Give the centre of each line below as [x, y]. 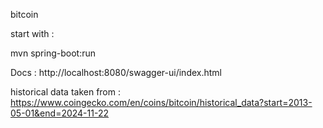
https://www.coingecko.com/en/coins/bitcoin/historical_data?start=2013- [161, 102]
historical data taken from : [65, 92]
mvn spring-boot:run [53, 53]
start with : [32, 33]
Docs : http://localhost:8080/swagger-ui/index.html [116, 72]
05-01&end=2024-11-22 [59, 113]
